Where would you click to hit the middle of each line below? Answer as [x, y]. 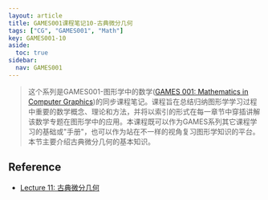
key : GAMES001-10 [37, 38]
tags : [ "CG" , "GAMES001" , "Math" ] [66, 30]
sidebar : [23, 61]
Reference [35, 168]
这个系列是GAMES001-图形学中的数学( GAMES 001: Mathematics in [138, 91]
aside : [19, 46]
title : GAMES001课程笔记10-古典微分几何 [71, 23]
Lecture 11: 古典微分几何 [60, 187]
